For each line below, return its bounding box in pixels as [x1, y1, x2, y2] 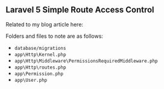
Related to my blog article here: [5, 20, 84, 28]
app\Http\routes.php [14, 64, 66, 70]
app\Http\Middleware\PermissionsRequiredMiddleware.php [14, 58, 158, 64]
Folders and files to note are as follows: [5, 32, 104, 40]
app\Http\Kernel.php [14, 51, 66, 58]
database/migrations [14, 45, 66, 51]
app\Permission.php [14, 70, 64, 77]
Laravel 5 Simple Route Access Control [5, 5, 154, 15]
